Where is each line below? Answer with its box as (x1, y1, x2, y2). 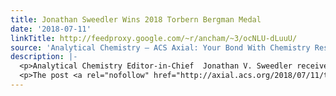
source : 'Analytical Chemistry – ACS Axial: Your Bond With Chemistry (10, 42, 311, 53)
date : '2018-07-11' (10, 24, 92, 34)
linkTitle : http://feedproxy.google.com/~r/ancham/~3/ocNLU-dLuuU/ (10, 33, 298, 43)
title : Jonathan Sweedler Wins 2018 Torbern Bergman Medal (10, 14, 262, 25)
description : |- (10, 52, 78, 62)
